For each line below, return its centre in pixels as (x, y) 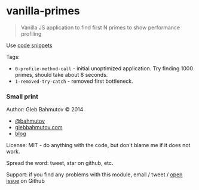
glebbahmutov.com (39, 127)
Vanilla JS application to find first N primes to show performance (100, 27)
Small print (22, 96)
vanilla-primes (43, 11)
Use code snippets (29, 45)
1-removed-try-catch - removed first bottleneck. (74, 81)
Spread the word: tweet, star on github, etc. (60, 163)
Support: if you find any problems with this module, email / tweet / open (94, 175)
